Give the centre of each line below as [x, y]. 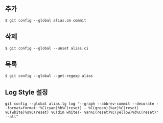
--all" [12, 117]
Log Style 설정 [26, 92]
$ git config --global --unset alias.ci [47, 48]
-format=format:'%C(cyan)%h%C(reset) [44, 108]
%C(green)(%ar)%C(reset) [114, 108]
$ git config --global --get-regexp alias [49, 76]
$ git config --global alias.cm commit [46, 20]
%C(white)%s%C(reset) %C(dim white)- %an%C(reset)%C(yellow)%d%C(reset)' [82, 112]
